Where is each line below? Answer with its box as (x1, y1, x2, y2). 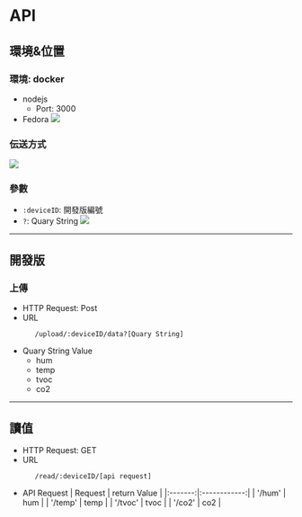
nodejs (22, 94, 48, 104)
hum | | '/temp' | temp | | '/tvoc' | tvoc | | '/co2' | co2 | (22, 496, 222, 508)
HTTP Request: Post (22, 303, 98, 314)
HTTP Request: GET (22, 444, 97, 455)
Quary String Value (22, 345, 93, 356)
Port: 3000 (35, 103, 76, 113)
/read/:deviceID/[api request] (34, 471, 152, 481)
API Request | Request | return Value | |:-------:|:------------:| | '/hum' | (22, 487, 286, 498)
